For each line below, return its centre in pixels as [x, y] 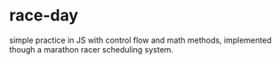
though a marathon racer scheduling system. [92, 49]
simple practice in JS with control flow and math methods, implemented [140, 40]
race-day [44, 16]
